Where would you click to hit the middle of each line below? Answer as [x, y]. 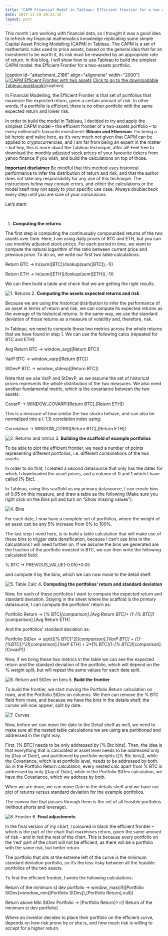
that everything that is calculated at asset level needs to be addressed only [82, 750]
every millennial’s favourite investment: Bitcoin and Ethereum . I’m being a [81, 132]
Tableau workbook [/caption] [34, 86]
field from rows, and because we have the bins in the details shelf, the [77, 700]
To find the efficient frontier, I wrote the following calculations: [69, 878]
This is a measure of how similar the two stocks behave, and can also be [80, 414]
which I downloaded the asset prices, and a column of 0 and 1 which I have [82, 474]
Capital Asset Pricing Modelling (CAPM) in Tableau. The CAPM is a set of [80, 44]
